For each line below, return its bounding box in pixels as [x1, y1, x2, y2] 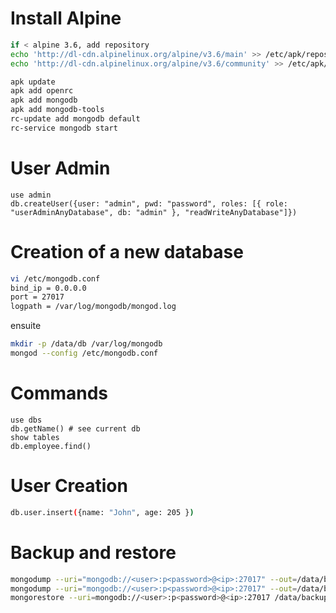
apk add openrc [10, 86, 74, 96]
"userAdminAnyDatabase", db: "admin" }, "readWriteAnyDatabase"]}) [10, 207, 298, 217]
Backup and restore [10, 541, 177, 564]
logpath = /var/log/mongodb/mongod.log [10, 302, 177, 312]
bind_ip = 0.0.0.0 [10, 283, 87, 293]
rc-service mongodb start [10, 123, 118, 133]
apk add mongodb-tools [10, 105, 105, 115]
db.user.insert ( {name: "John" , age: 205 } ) [10, 507, 195, 517]
